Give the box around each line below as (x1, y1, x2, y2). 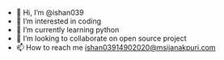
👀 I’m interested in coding (15, 16, 102, 26)
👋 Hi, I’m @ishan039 (15, 8, 84, 17)
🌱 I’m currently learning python (15, 25, 120, 34)
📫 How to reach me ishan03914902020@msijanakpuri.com (15, 43, 216, 52)
